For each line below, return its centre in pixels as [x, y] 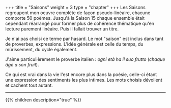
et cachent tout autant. [29, 85]
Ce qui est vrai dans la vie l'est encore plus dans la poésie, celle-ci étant [81, 75]
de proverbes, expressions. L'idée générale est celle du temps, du [74, 44]
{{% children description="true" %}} [43, 100]
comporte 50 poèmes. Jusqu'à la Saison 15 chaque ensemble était [75, 18]
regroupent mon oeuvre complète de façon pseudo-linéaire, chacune [78, 13]
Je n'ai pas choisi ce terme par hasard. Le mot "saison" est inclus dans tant [84, 39]
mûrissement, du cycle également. [41, 49]
